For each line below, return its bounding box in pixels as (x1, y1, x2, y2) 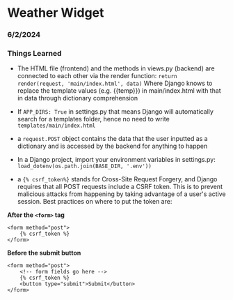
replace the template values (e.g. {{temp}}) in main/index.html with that (17, 87, 221, 95)
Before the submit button (7, 249, 81, 257)
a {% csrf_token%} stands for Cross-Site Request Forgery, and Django (17, 175, 218, 183)
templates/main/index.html (17, 122, 96, 130)
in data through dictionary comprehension (17, 94, 138, 103)
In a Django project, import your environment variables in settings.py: (17, 156, 216, 164)
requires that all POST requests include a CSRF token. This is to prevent (17, 183, 223, 191)
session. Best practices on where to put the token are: (17, 197, 172, 206)
